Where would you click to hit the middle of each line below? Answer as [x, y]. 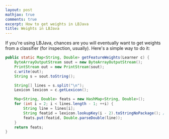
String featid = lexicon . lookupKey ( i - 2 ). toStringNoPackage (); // [95, 113]
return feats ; [29, 127]
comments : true [21, 19]
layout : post [19, 10]
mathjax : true [20, 15]
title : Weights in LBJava [32, 29]
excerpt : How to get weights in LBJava [47, 24]
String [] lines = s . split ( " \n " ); [49, 85]
